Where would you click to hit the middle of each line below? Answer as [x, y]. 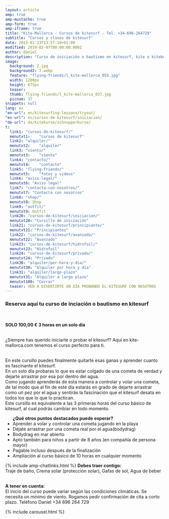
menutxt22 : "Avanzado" [33, 239]
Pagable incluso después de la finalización [57, 450]
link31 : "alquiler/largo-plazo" [44, 272]
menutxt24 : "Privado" [32, 258]
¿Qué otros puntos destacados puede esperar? [63, 418]
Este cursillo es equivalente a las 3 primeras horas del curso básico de [78, 403]
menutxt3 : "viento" [33, 155]
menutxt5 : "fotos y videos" [43, 174]
